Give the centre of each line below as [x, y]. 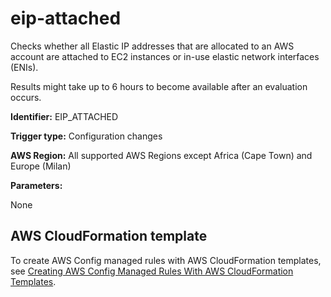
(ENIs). [24, 67]
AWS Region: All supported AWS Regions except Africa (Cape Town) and [161, 155]
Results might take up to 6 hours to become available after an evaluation [159, 86]
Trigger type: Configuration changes [86, 136]
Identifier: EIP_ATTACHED [64, 116]
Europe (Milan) [41, 166]
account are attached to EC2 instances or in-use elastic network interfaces [165, 56]
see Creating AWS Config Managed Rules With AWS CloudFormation [152, 271]
